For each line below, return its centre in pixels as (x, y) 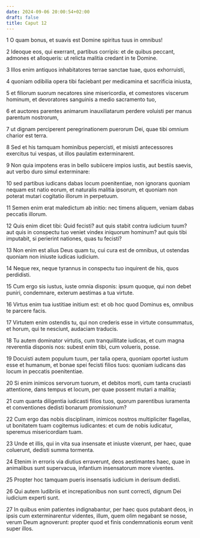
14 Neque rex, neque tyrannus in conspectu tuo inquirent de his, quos (92, 268)
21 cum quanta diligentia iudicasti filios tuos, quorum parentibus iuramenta (98, 401)
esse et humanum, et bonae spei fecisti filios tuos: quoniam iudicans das (96, 365)
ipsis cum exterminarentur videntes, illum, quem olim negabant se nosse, (97, 516)
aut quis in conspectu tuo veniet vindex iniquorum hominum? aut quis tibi (97, 232)
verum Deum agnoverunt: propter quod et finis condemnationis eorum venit (100, 522)
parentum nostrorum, (32, 117)
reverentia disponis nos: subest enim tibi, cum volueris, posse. (83, 347)
